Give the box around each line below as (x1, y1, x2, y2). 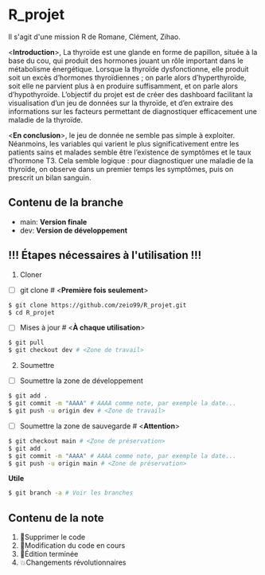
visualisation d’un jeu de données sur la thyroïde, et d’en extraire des (8, 98, 233, 108)
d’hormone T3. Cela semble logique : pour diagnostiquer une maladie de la (8, 155, 254, 165)
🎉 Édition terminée (19, 550, 79, 559)
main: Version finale (19, 217, 88, 226)
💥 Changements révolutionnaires (19, 557, 127, 567)
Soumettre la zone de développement (19, 376, 143, 385)
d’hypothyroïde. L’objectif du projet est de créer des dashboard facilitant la (8, 89, 253, 99)
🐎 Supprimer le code (19, 532, 86, 542)
